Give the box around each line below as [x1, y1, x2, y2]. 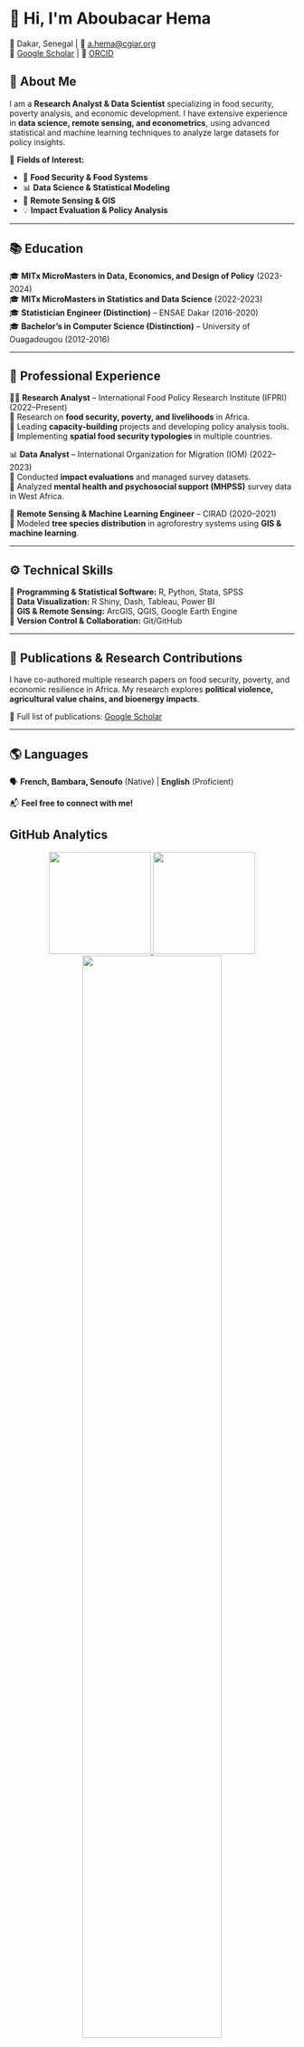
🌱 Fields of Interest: [9, 154, 85, 165]
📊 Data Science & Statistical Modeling [22, 181, 170, 193]
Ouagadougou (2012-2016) [9, 333, 110, 344]
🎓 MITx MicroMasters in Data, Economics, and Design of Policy [9, 270, 255, 281]
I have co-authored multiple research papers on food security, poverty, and [9, 674, 290, 685]
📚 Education [9, 241, 84, 256]
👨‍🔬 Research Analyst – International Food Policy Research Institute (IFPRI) [9, 392, 288, 403]
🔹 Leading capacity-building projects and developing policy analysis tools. [9, 421, 290, 432]
